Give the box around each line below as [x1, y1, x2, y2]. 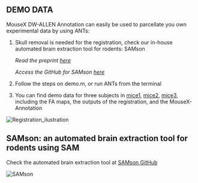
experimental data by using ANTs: [6, 27, 90, 34]
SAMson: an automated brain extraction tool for [6, 133, 188, 143]
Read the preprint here [14, 56, 71, 64]
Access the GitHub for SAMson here [14, 68, 105, 76]
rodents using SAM [6, 143, 80, 153]
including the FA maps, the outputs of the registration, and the [14, 98, 169, 105]
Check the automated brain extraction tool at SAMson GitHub [6, 158, 158, 166]
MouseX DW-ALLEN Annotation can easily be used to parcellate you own [6, 20, 187, 28]
